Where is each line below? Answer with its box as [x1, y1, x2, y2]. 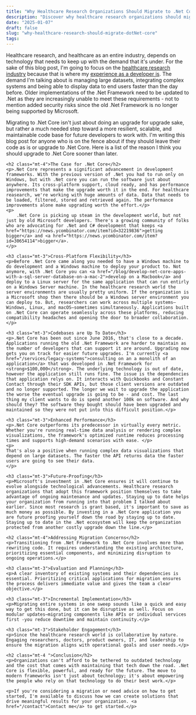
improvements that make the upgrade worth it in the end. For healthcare [6, 187, 190, 193]
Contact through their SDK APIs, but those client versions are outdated [6, 381, 190, 387]
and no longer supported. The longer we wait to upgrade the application [6, 386, 190, 392]
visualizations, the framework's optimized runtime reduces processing [6, 433, 184, 438]
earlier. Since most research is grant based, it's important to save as [6, 504, 190, 510]
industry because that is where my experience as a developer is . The [6, 71, 172, 77]
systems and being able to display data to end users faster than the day [6, 83, 178, 89]
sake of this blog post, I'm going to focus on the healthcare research [6, 64, 171, 71]
